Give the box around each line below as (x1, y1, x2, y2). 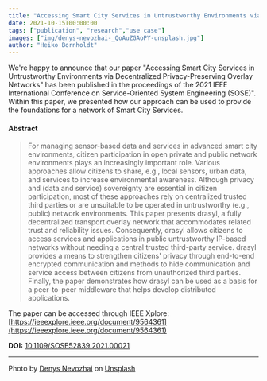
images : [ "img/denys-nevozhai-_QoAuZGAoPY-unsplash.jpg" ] (8, 33, 204, 42)
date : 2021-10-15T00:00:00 (8, 19, 98, 27)
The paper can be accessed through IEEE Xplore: (8, 309, 169, 318)
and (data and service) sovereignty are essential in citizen (27, 184, 218, 193)
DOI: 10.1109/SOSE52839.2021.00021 (8, 341, 130, 351)
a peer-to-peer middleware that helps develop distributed (27, 285, 216, 294)
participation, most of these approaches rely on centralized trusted (27, 192, 248, 201)
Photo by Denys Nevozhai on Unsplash (8, 364, 136, 374)
